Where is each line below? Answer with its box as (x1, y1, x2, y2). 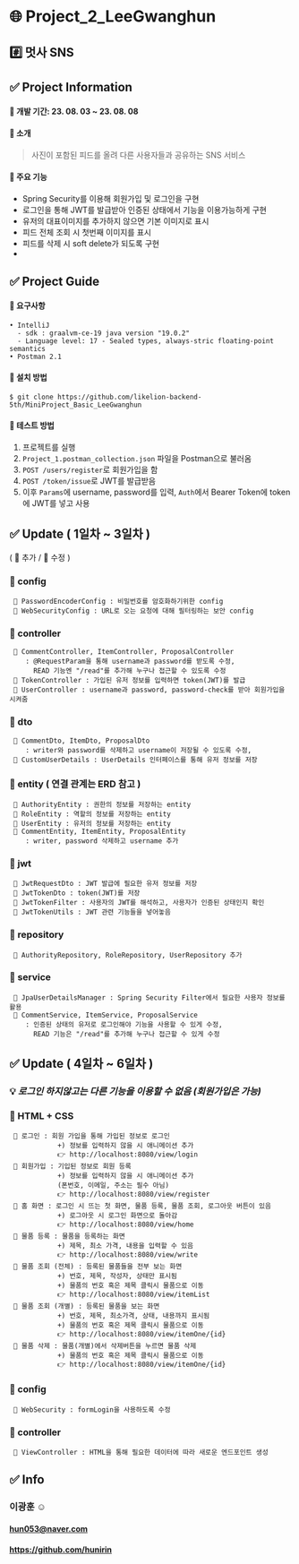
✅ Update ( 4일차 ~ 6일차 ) (9, 1056, 154, 1071)
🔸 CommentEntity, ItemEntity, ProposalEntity (13, 827, 186, 836)
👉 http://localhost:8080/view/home (56, 1220, 194, 1229)
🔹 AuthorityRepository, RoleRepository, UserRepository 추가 (13, 950, 243, 959)
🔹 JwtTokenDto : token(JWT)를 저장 (13, 889, 141, 898)
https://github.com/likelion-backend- (56, 392, 202, 401)
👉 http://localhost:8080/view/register (56, 1190, 210, 1199)
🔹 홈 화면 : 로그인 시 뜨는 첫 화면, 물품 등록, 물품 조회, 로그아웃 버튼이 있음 (13, 1202, 271, 1211)
